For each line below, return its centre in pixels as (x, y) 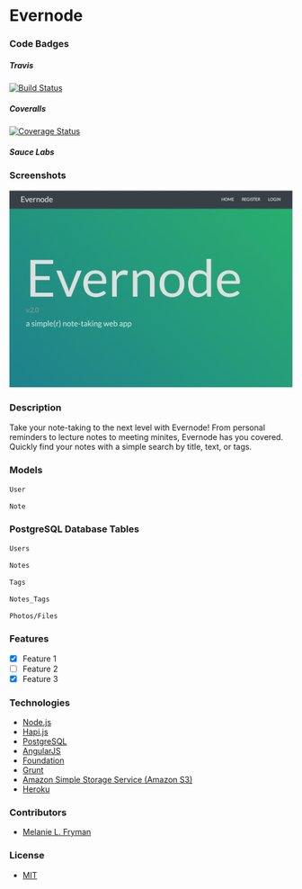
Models (26, 470)
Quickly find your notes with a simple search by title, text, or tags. (131, 446)
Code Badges (39, 44)
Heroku (36, 789)
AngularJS (41, 750)
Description (36, 408)
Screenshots (38, 175)
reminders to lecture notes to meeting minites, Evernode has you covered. (147, 436)
